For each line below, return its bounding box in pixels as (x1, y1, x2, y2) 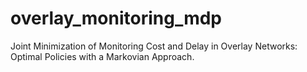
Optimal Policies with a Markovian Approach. (10, 50, 195, 62)
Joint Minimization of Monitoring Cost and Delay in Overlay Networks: (10, 40, 298, 52)
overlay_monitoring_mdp (10, 7, 223, 30)
